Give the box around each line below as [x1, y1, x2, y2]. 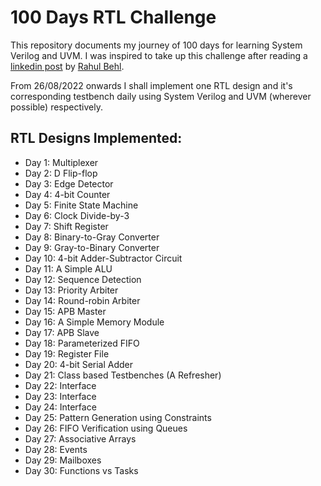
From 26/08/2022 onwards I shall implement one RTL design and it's [10, 79, 293, 91]
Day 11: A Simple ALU [24, 262, 113, 275]
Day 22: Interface [24, 379, 97, 391]
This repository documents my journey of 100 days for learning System [10, 39, 303, 51]
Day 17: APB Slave [24, 326, 100, 338]
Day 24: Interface [24, 401, 97, 413]
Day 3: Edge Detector [24, 177, 114, 190]
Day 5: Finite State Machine [24, 199, 139, 211]
